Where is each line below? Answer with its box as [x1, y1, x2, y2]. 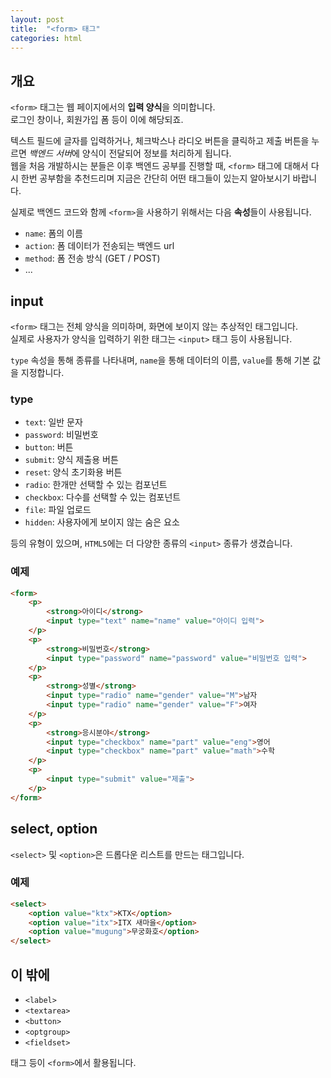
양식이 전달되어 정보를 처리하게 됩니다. [81, 147, 232, 160]
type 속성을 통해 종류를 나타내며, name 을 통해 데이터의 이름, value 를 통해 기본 [10, 354, 311, 366]
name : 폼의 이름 [24, 227, 83, 240]
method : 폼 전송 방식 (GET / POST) [24, 252, 161, 265]
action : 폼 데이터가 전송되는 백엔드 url [24, 240, 175, 252]
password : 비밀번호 [24, 429, 99, 441]
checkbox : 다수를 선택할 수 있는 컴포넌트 [24, 491, 182, 503]
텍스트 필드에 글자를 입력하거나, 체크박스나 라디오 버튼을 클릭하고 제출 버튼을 [10, 135, 310, 147]
